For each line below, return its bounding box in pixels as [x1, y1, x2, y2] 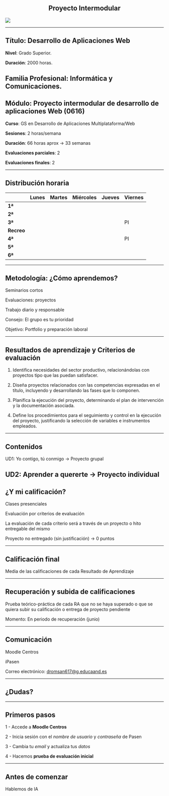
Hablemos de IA [5, 786, 39, 792]
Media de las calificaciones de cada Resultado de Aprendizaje [5, 568, 134, 574]
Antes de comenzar [5, 772, 68, 781]
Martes [50, 194, 68, 201]
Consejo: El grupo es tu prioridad [5, 317, 74, 323]
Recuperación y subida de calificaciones [5, 587, 135, 596]
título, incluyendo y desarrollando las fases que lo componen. [12, 388, 140, 394]
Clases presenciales [5, 501, 47, 507]
